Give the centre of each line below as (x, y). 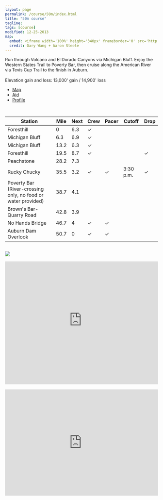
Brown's (17, 209)
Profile (19, 100)
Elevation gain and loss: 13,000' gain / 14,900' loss (55, 80)
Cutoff (131, 121)
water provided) (26, 201)
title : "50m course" (26, 18)
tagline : (14, 23)
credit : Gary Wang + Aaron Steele (44, 46)
